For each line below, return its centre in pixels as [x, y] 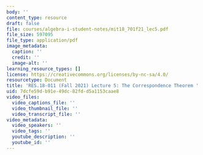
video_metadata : [27, 120]
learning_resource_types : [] [44, 69]
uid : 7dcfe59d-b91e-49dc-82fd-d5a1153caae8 [63, 92]
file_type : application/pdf [42, 40]
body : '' [17, 12]
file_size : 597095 [30, 35]
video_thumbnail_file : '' [45, 108]
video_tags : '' [31, 131]
